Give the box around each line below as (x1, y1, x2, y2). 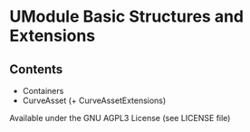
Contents (9, 61, 63, 77)
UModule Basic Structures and (9, 6, 245, 27)
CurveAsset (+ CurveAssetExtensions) (22, 95, 167, 106)
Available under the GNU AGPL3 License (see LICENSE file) (9, 113, 231, 123)
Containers (22, 86, 64, 96)
